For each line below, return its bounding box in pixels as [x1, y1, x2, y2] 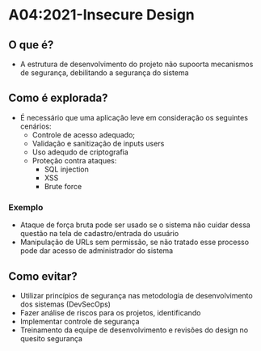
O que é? [8, 38, 54, 52]
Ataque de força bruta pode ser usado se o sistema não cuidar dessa [19, 220, 250, 230]
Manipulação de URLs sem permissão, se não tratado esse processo [19, 237, 249, 247]
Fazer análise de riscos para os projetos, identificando [19, 307, 201, 317]
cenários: [19, 121, 52, 131]
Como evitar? [8, 269, 78, 283]
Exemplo [8, 201, 44, 213]
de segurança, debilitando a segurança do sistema [19, 68, 189, 78]
